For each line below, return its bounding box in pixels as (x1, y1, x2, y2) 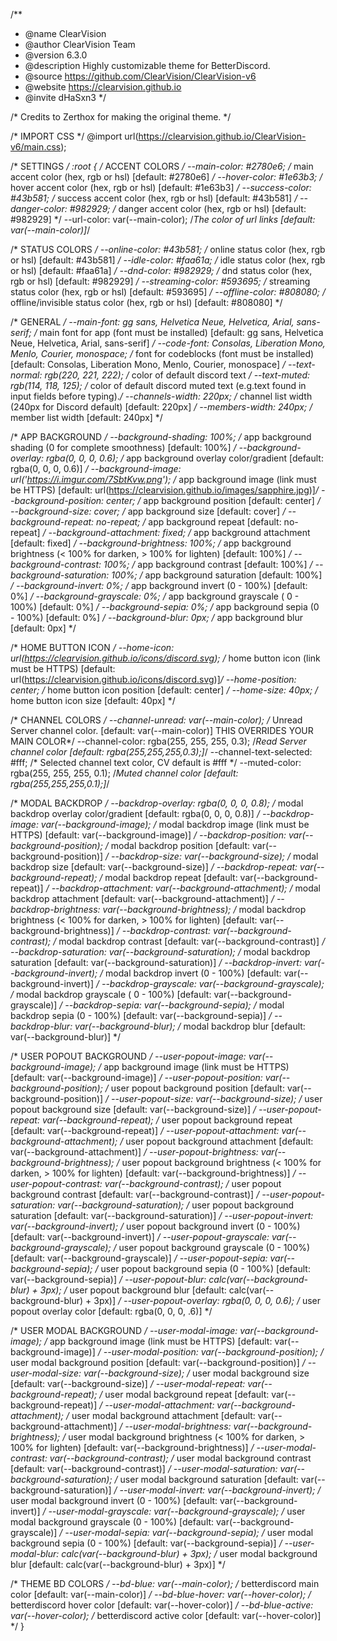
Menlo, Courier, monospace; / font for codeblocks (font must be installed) (10, 348, 315, 359)
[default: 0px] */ (10, 622, 77, 634)
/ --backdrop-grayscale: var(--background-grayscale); (95, 978, 325, 989)
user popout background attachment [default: (125, 1135, 314, 1147)
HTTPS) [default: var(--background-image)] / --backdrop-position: (10, 829, 287, 841)
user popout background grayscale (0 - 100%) (118, 1242, 311, 1253)
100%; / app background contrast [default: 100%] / (103, 559, 313, 570)
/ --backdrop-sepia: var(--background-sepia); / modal (59, 999, 285, 1011)
